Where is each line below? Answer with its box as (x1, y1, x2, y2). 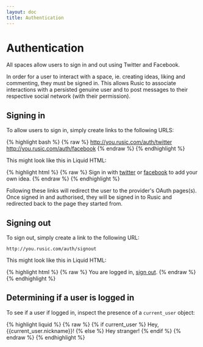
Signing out (6, 218, 51, 228)
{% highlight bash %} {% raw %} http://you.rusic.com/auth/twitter (6, 138, 173, 146)
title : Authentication (6, 15, 64, 21)
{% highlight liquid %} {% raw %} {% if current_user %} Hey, (6, 321, 159, 328)
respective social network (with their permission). (6, 92, 131, 100)
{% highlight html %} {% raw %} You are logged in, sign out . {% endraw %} (6, 269, 196, 276)
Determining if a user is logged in (6, 293, 135, 303)
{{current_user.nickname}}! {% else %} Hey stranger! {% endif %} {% (6, 327, 182, 334)
